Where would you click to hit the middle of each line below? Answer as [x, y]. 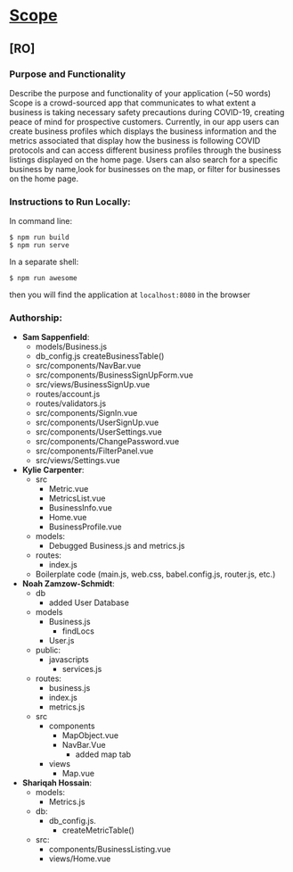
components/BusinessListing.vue [110, 850]
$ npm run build [39, 237]
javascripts [69, 660]
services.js [82, 669]
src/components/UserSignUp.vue [97, 423]
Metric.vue [69, 489]
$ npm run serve [39, 245]
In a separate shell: [44, 262]
